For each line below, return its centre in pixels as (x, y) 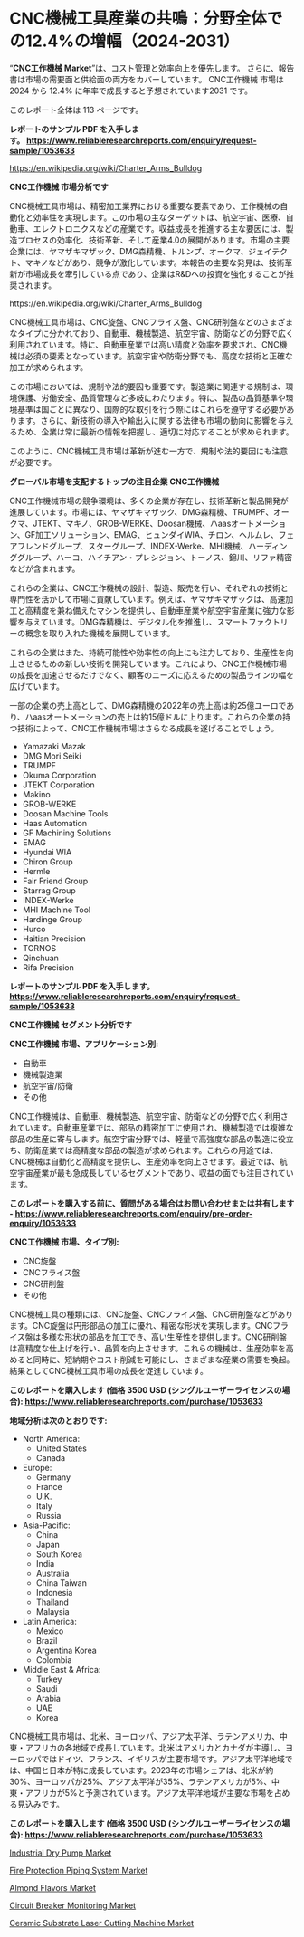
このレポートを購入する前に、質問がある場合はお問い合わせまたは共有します (152, 1203)
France (49, 1486)
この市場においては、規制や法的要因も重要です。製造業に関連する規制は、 (147, 386)
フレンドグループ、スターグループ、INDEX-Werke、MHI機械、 (133, 546)
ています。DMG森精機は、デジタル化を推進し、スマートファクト (160, 622)
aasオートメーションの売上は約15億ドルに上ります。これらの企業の (158, 717)
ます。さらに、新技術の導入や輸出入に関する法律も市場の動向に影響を (147, 420)
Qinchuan (40, 958)
